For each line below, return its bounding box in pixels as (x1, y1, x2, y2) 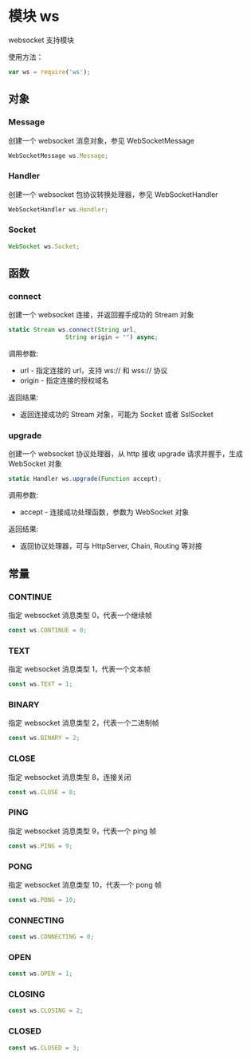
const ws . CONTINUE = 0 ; (8, 627, 88, 635)
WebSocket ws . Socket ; (8, 242, 80, 250)
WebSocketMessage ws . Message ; (8, 152, 109, 159)
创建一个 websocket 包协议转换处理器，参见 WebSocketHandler (8, 189, 218, 199)
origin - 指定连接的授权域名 (19, 376, 109, 385)
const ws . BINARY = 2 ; (8, 734, 80, 742)
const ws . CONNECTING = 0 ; (8, 933, 94, 941)
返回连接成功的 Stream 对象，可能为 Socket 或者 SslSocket (19, 410, 214, 419)
